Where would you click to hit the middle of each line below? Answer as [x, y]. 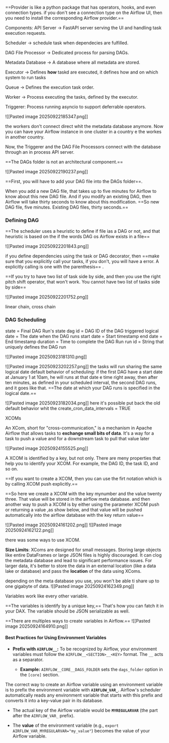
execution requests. [26, 33]
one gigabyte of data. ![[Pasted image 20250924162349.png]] [70, 586]
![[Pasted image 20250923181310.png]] [46, 357]
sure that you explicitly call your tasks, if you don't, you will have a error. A [82, 261]
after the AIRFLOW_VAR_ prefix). [44, 715]
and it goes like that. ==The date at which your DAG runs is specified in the [83, 388]
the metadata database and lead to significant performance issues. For [79, 560]
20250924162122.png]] [30, 530]
